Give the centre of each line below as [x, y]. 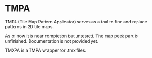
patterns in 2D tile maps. [30, 26]
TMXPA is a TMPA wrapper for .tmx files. [46, 50]
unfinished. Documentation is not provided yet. [52, 41]
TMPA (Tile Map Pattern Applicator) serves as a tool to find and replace [76, 22]
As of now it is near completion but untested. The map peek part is [71, 36]
